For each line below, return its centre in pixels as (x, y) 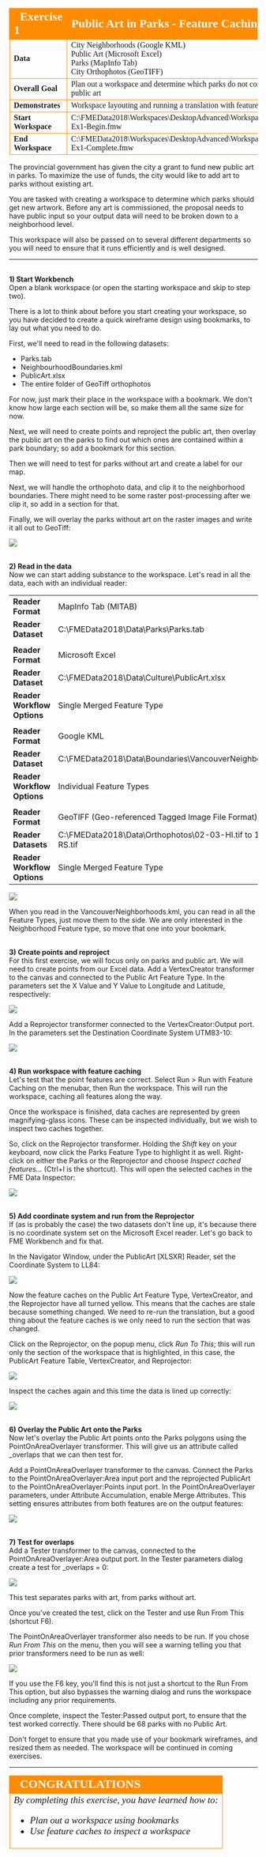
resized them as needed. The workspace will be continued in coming (121, 1748)
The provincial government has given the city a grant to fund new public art (132, 167)
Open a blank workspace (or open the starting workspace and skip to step (130, 287)
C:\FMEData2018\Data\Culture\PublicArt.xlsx (142, 678)
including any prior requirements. (63, 1700)
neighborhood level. (41, 224)
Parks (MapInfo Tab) (104, 63)
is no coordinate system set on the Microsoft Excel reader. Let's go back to (131, 1233)
